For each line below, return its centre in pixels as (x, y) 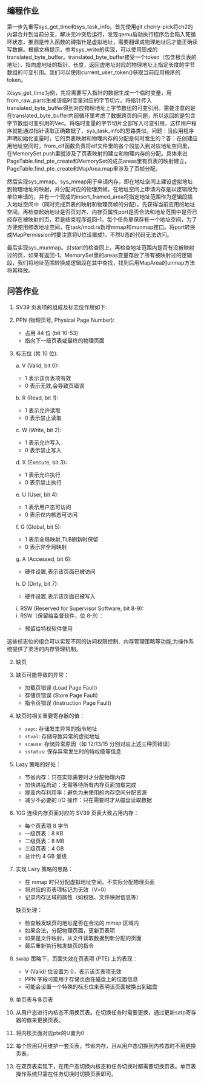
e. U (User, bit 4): (37, 494)
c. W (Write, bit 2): (38, 430)
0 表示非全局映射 (46, 547)
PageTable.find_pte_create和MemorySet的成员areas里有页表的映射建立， (98, 161)
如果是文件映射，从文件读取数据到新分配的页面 (83, 938)
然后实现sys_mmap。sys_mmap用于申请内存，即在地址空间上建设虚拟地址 (100, 182)
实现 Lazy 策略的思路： (44, 869)
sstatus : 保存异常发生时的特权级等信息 (73, 751)
